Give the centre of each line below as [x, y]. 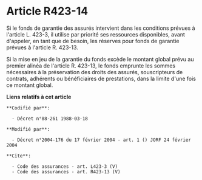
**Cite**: [19, 156]
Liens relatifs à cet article [39, 97]
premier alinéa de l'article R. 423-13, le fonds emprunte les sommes [91, 66]
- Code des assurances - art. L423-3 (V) [65, 166]
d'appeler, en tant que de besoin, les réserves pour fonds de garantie [93, 41]
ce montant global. [30, 85]
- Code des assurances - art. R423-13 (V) [66, 171]
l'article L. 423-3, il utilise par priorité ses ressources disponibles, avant [96, 34]
